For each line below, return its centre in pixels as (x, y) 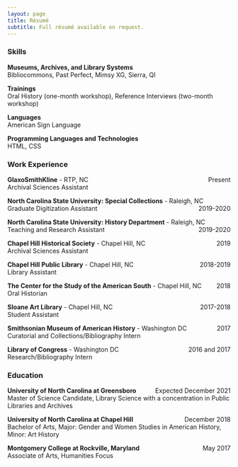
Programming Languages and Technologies (73, 138)
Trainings (22, 88)
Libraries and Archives (40, 406)
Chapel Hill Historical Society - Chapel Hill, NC (76, 243)
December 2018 (207, 420)
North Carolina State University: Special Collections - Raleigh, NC (106, 201)
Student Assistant (33, 314)
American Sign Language (44, 125)
